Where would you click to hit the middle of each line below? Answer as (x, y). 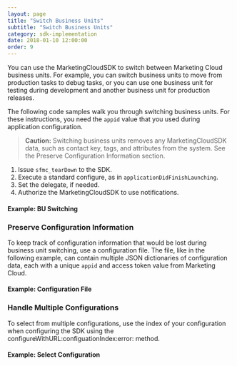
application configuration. (45, 127)
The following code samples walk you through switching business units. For (119, 112)
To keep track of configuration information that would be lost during (107, 243)
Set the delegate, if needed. (59, 185)
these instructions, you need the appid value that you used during (104, 119)
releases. (21, 98)
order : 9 (20, 47)
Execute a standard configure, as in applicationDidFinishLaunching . (118, 177)
